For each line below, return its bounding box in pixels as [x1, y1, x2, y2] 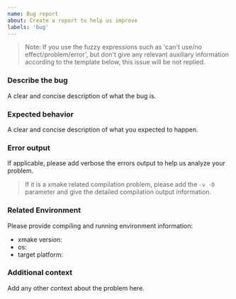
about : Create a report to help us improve [7, 17, 138, 24]
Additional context [7, 268, 73, 278]
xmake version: [17, 235, 62, 244]
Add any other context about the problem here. [7, 283, 145, 292]
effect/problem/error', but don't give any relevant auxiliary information [24, 50, 229, 59]
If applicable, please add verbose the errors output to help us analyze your [7, 159, 225, 168]
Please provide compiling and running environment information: [7, 221, 193, 230]
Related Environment [7, 206, 82, 216]
